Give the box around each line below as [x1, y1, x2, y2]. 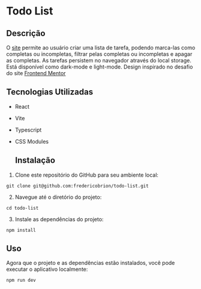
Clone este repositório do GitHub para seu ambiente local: [14, 171, 159, 178]
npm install [6, 227, 36, 233]
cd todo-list [6, 205, 39, 211]
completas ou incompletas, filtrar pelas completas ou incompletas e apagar [6, 50, 193, 58]
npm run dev [6, 278, 36, 284]
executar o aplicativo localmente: [6, 266, 88, 273]
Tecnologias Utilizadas [6, 87, 94, 97]
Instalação [14, 155, 56, 166]
